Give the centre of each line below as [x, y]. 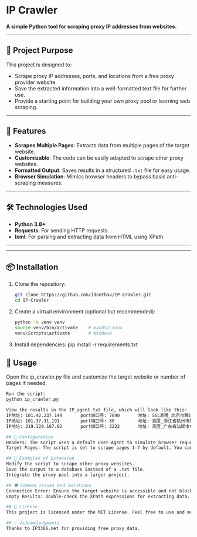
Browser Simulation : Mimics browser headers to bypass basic [90, 176]
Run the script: [26, 394]
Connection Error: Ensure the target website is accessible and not [91, 491]
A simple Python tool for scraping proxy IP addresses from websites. [91, 26]
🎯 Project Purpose [40, 50]
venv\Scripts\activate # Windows [63, 333]
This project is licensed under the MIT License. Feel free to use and [95, 512]
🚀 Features [26, 131]
